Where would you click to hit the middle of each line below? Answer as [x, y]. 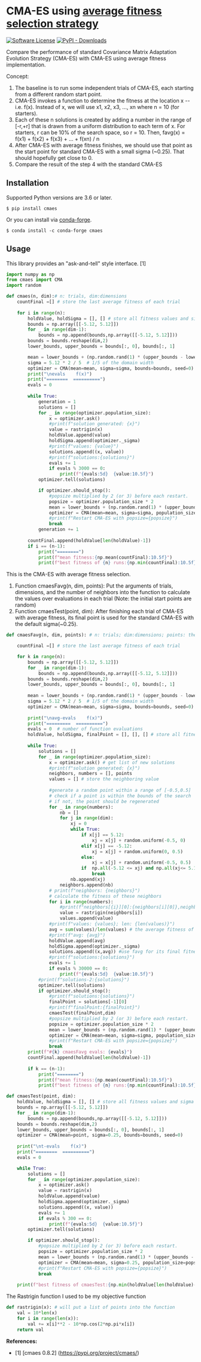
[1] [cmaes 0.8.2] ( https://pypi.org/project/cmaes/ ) [77, 1352]
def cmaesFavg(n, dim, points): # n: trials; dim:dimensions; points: [96, 635]
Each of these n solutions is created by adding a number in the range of [103, 119]
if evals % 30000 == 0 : [79, 968]
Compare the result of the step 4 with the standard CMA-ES [89, 164]
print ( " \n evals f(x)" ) [60, 374]
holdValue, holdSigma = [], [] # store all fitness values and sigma [106, 1102]
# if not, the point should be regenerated [104, 801]
